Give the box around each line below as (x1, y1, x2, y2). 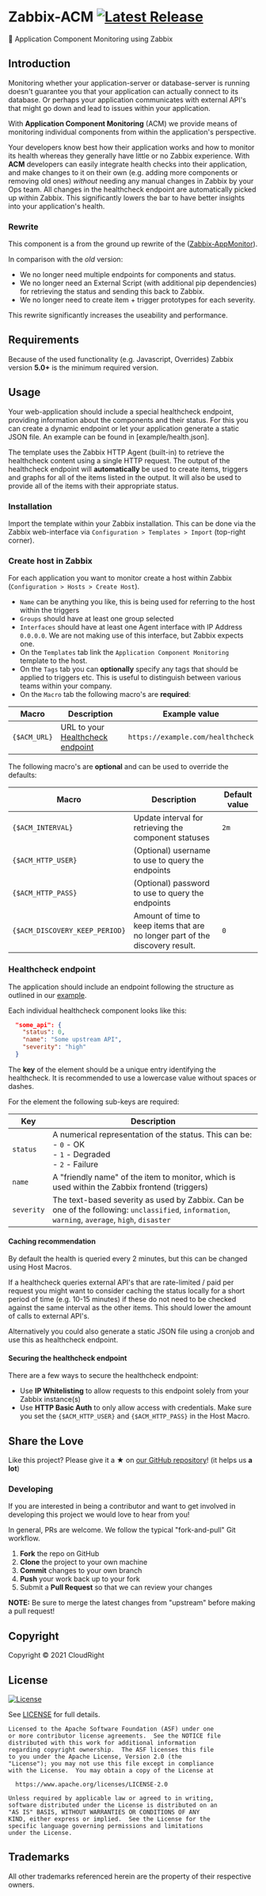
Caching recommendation (8, 1236, 97, 1246)
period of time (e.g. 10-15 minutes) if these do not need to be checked (8, 1295, 237, 1304)
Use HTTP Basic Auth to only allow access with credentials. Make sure (19, 1403, 252, 1413)
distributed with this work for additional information (8, 1739, 196, 1747)
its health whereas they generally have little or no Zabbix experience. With (8, 150, 250, 160)
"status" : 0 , (22, 1028, 66, 1037)
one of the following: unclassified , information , (52, 1204, 231, 1215)
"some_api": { (15, 1021, 62, 1029)
